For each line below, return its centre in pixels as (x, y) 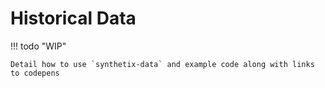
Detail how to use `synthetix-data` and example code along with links (162, 64)
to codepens (35, 73)
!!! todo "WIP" (38, 46)
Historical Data (73, 18)
